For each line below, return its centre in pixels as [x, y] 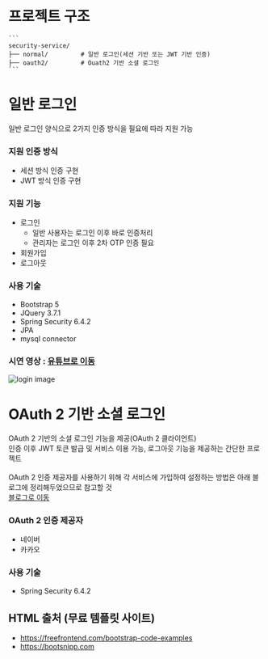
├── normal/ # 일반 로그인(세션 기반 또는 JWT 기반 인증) [110, 54]
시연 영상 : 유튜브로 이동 [52, 361]
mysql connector [48, 338]
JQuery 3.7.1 [40, 313]
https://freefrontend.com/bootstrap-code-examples [106, 638]
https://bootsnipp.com [57, 647]
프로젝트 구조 [49, 17]
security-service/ [39, 45]
